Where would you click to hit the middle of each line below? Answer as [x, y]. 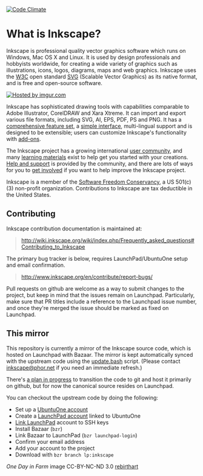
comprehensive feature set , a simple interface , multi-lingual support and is [99, 126]
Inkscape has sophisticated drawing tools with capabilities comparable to [98, 106]
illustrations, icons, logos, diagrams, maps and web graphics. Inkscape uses [101, 70]
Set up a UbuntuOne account [51, 409]
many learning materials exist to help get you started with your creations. [97, 157]
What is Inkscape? [54, 34]
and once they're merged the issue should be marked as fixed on [88, 308]
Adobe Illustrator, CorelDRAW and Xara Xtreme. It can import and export [96, 113]
